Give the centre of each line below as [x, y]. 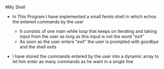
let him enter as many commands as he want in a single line [73, 61]
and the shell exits [38, 47]
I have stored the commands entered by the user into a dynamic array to [85, 56]
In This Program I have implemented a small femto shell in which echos [84, 16]
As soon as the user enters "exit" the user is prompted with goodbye [89, 42]
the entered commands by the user [48, 22]
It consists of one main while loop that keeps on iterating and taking [88, 31]
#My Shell [15, 7]
